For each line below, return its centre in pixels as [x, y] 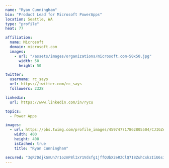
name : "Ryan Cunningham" [31, 10]
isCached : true [30, 143]
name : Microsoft [27, 42]
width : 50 [29, 61]
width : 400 [26, 134]
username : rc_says [29, 79]
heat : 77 [14, 29]
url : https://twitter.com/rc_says [46, 84]
